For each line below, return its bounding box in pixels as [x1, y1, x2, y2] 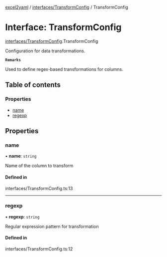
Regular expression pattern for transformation [5, 223, 99, 229]
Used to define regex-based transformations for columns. [5, 66, 123, 72]
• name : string [5, 153, 37, 159]
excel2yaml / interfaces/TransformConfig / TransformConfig [5, 4, 128, 10]
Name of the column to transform [5, 163, 74, 169]
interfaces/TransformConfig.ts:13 [5, 185, 73, 191]
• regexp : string [5, 214, 40, 220]
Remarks [5, 57, 21, 62]
